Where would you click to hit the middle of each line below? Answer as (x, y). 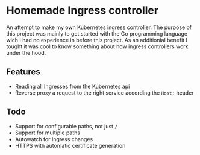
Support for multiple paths (47, 133)
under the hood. (26, 52)
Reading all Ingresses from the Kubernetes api (72, 86)
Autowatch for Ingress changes (54, 139)
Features (23, 72)
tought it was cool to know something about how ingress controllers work (97, 46)
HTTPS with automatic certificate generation (70, 145)
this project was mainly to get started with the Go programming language (97, 33)
